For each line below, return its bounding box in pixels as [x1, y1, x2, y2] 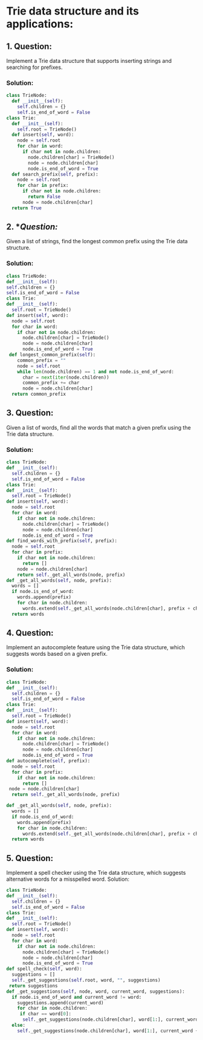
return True [11, 204, 42, 211]
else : [11, 1022, 26, 1029]
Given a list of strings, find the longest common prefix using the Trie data [6, 238, 188, 245]
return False [28, 194, 61, 200]
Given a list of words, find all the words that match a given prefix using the [6, 424, 192, 431]
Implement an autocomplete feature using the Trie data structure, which [6, 644, 185, 651]
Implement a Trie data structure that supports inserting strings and [6, 57, 172, 64]
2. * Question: [6, 222, 59, 232]
